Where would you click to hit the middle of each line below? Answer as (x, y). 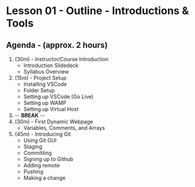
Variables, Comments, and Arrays (64, 128)
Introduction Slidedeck (51, 65)
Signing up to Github (48, 159)
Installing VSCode (45, 84)
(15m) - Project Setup (40, 78)
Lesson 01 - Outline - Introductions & (97, 11)
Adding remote (42, 165)
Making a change (44, 178)
